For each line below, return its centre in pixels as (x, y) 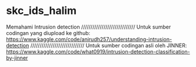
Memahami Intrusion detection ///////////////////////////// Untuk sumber (89, 27)
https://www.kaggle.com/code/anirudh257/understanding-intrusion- (89, 39)
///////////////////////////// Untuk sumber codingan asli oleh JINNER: (109, 45)
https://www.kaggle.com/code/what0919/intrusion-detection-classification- (98, 51)
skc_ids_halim (41, 11)
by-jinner (17, 58)
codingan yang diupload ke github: (48, 33)
